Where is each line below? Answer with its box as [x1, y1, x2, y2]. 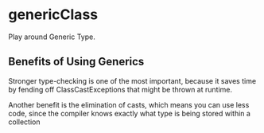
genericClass [8, 6, 98, 24]
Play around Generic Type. [8, 32, 95, 41]
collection [8, 117, 41, 127]
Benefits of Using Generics [8, 55, 145, 68]
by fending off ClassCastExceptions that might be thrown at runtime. [8, 84, 233, 94]
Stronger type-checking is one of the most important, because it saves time [8, 76, 257, 85]
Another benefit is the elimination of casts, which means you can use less [8, 100, 250, 109]
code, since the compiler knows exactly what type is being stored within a [8, 108, 250, 118]
